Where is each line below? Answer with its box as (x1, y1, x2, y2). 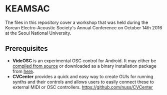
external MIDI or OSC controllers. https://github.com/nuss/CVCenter (12, 84, 153, 90)
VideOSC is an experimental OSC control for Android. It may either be (12, 58, 156, 64)
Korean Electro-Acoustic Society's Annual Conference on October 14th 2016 (5, 24, 162, 30)
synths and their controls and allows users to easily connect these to (12, 79, 154, 85)
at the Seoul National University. (5, 30, 71, 36)
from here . (12, 68, 34, 74)
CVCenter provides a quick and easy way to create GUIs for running (12, 73, 153, 80)
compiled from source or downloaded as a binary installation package (12, 63, 156, 69)
